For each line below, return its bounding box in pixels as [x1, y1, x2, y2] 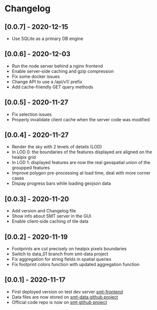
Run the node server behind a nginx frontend [11, 63, 103, 69]
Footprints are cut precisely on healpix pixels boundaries [11, 246, 127, 252]
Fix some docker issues [11, 73, 60, 79]
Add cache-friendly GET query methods [11, 84, 94, 90]
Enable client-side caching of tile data [11, 218, 89, 224]
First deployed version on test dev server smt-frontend [11, 289, 124, 295]
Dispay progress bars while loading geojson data [11, 180, 111, 186]
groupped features [11, 165, 50, 171]
